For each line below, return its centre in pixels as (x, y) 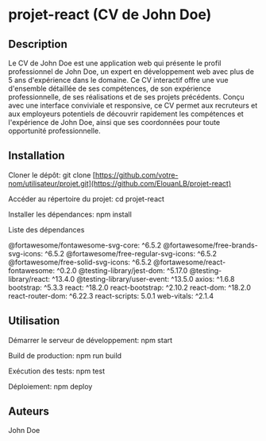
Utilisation (34, 321)
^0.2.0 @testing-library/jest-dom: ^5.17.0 (122, 270)
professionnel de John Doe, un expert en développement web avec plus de (131, 72)
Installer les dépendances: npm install (70, 214)
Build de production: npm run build (65, 355)
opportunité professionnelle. (54, 131)
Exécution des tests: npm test (57, 371)
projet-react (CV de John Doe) (110, 15)
